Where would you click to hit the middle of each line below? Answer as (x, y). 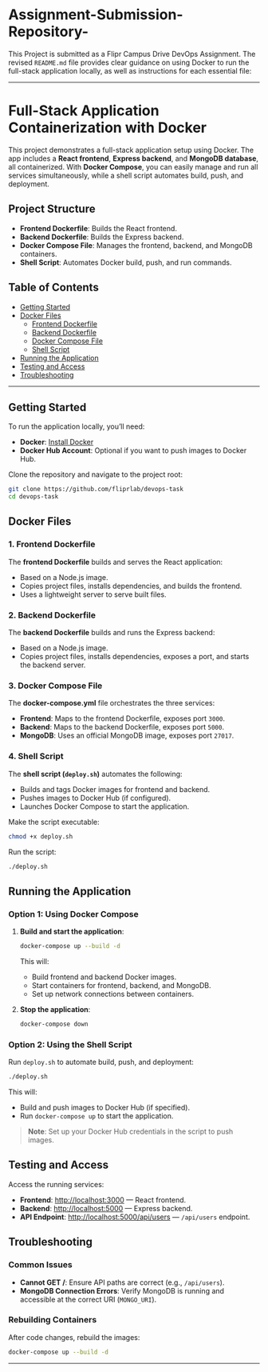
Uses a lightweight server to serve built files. (93, 594)
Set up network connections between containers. (112, 994)
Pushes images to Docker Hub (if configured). (95, 798)
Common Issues (41, 1265)
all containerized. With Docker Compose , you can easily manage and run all (133, 166)
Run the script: (32, 852)
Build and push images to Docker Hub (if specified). (104, 1107)
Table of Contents (54, 288)
